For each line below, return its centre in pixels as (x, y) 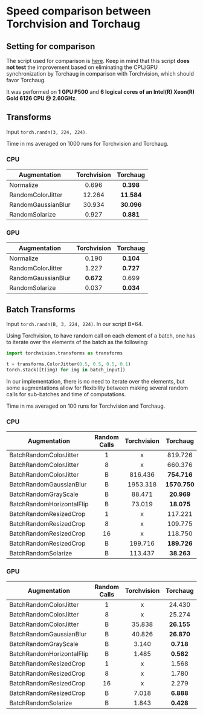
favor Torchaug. (26, 80)
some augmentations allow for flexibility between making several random (97, 388)
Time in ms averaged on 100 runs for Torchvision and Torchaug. (86, 406)
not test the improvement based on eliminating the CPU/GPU (82, 67)
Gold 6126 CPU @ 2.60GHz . (42, 98)
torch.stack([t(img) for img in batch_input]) (66, 370)
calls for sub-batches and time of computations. (66, 394)
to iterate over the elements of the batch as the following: (78, 342)
